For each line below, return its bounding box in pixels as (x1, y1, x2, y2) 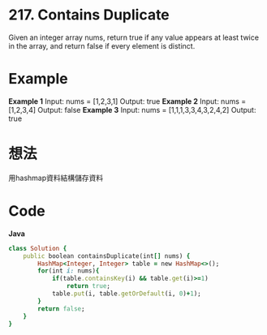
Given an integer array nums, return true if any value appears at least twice (8, 32, 260, 42)
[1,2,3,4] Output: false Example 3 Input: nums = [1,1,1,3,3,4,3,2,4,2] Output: (8, 105, 256, 114)
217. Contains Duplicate (8, 6, 170, 24)
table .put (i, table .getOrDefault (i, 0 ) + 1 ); (51, 290, 201, 298)
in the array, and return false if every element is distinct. (8, 41, 196, 50)
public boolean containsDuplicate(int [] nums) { (23, 251, 191, 260)
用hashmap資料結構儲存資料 (8, 173, 104, 183)
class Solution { (8, 244, 67, 252)
